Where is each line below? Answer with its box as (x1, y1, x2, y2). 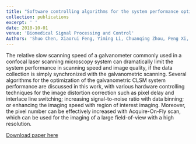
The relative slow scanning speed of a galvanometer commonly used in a (6, 52, 182, 59)
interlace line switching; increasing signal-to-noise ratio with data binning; (6, 95, 184, 102)
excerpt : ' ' (6, 19, 38, 25)
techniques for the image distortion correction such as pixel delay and (6, 89, 174, 96)
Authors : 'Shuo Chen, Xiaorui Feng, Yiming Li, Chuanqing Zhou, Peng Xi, (6, 36, 190, 42)
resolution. (6, 121, 32, 127)
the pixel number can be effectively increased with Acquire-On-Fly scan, (6, 108, 181, 115)
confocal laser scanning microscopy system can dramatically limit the (6, 58, 174, 65)
